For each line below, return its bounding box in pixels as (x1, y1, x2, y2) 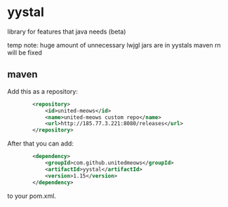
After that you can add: (7, 139, 74, 148)
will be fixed (7, 48, 42, 57)
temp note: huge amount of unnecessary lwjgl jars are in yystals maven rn (7, 41, 221, 49)
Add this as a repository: (7, 87, 79, 95)
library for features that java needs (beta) (7, 27, 126, 36)
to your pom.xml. (7, 192, 56, 200)
